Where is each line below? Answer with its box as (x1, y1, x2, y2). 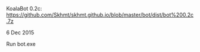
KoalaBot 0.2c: (6, 5, 42, 12)
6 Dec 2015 (6, 29, 35, 36)
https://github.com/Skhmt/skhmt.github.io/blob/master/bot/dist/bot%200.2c (6, 11, 194, 18)
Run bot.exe (6, 41, 36, 47)
